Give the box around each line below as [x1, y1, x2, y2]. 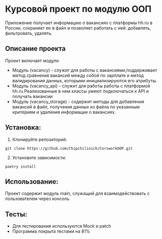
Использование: [5, 177, 58, 186]
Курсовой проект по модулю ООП [5, 3, 152, 15]
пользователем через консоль [5, 196, 70, 202]
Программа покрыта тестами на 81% [12, 228, 90, 235]
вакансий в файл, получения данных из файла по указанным [12, 103, 140, 109]
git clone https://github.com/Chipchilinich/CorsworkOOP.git [5, 146, 133, 151]
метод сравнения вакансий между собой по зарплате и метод [12, 72, 144, 78]
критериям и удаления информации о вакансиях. [12, 109, 116, 115]
